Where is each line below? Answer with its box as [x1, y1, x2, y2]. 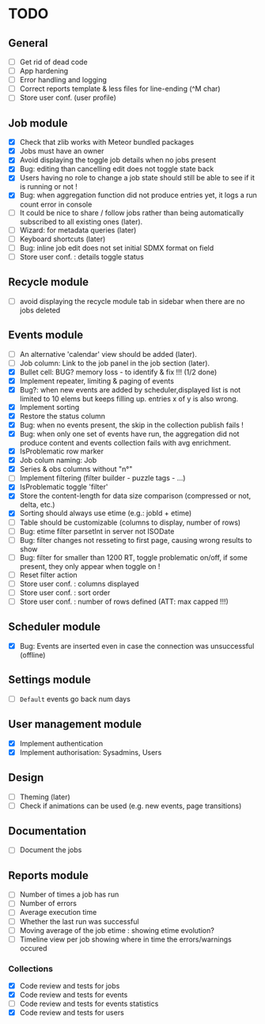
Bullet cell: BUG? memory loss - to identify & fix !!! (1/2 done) [19, 367, 218, 377]
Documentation [8, 825, 87, 838]
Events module [8, 328, 84, 342]
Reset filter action [19, 570, 78, 579]
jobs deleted [19, 305, 61, 315]
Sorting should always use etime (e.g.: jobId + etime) [19, 508, 192, 518]
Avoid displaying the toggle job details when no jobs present [19, 155, 217, 165]
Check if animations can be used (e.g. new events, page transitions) [19, 801, 242, 810]
